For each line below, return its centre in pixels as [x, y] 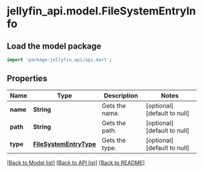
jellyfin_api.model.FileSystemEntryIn [101, 11]
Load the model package [54, 46]
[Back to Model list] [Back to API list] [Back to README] [76, 162]
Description [121, 96]
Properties [27, 78]
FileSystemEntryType [64, 144]
